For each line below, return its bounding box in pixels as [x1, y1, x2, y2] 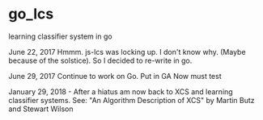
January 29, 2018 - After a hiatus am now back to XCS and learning [8, 86, 233, 97]
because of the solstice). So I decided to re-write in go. [8, 56, 193, 65]
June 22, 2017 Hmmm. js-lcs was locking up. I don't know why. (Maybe [8, 47, 246, 56]
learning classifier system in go [8, 31, 112, 41]
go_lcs [8, 5, 54, 23]
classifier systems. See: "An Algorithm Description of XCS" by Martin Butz [8, 95, 255, 105]
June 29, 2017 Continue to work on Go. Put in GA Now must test [8, 71, 222, 81]
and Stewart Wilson [8, 104, 74, 114]
